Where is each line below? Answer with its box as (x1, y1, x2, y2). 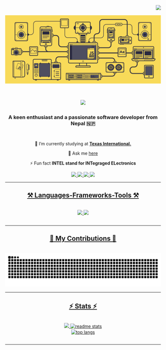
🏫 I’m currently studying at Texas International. (35, 140, 131, 146)
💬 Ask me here (68, 150, 98, 156)
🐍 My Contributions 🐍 (49, 234, 117, 243)
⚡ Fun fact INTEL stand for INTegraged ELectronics (30, 160, 136, 166)
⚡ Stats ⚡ (69, 302, 97, 310)
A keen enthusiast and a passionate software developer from (8, 114, 158, 121)
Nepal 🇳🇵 (71, 120, 95, 127)
